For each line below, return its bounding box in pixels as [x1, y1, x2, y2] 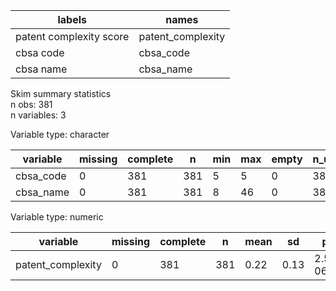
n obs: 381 [10, 99, 53, 110]
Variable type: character [10, 129, 110, 140]
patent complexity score [15, 30, 130, 43]
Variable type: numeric [10, 211, 104, 223]
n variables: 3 [10, 109, 67, 121]
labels [57, 13, 87, 26]
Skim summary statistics [10, 88, 112, 99]
